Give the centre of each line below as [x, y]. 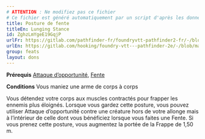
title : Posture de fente [38, 23]
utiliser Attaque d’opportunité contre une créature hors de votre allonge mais [103, 111]
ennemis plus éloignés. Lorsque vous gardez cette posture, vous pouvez [98, 105]
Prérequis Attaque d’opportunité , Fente [56, 74]
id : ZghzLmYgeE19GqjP [34, 35]
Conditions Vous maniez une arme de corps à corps [72, 87]
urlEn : [15, 46]
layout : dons [23, 57]
